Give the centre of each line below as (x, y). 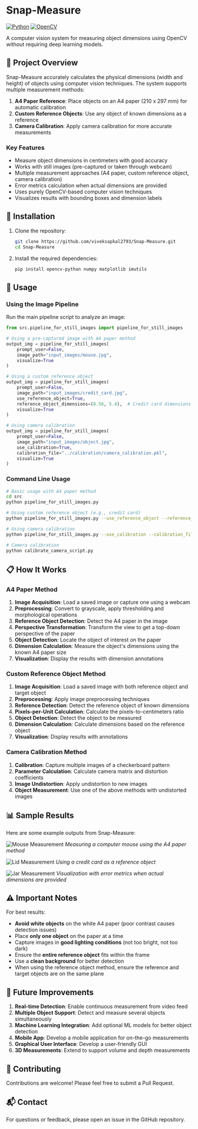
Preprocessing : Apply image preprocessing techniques (82, 699)
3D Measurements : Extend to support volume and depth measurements (102, 1051)
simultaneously (33, 1019)
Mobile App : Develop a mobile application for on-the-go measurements (102, 1038)
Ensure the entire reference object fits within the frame (82, 955)
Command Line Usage (38, 479)
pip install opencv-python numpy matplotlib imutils (81, 269)
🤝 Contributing (34, 1069)
